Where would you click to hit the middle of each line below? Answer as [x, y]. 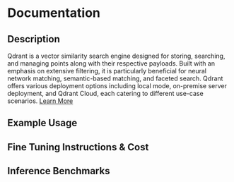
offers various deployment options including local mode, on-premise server [117, 86]
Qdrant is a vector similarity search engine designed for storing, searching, [116, 56]
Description [34, 39]
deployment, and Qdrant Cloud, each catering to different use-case [105, 93]
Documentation [54, 13]
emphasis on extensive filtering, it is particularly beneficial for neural [107, 71]
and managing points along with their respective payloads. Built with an [111, 63]
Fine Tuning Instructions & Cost [78, 147]
